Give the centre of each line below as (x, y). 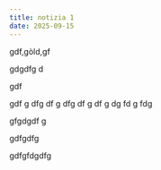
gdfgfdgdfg (31, 155)
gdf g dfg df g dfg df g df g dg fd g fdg (81, 103)
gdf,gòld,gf (30, 51)
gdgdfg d (27, 69)
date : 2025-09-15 (42, 26)
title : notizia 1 (42, 17)
